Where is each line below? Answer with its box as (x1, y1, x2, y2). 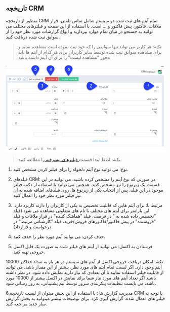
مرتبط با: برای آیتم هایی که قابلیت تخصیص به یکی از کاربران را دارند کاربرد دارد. (13, 202, 163, 209)
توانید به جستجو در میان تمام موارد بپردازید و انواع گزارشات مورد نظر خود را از (6, 28, 153, 34)
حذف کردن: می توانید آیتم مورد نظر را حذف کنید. (13, 233, 106, 240)
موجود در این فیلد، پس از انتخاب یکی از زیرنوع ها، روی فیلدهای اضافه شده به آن (13, 187, 163, 193)
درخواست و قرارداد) (13, 224, 52, 230)
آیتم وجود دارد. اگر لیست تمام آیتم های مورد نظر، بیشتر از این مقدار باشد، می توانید (6, 264, 162, 270)
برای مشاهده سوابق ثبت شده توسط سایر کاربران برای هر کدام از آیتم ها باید (18, 49, 162, 55)
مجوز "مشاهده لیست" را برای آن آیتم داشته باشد (18, 54, 110, 60)
